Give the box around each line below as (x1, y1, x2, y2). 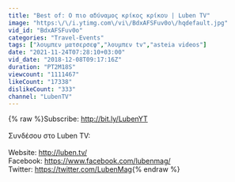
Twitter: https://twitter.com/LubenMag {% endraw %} (8, 165, 180, 174)
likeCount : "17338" (8, 78, 73, 85)
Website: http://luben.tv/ (8, 148, 88, 157)
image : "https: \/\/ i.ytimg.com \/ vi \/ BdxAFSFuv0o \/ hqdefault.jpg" (8, 19, 228, 27)
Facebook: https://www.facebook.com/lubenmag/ (8, 156, 172, 166)
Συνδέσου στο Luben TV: (8, 131, 91, 141)
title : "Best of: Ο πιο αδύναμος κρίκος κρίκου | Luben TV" (8, 11, 211, 20)
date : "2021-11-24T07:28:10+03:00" (8, 48, 126, 56)
